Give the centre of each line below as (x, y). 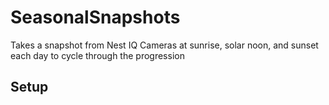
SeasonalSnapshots (95, 17)
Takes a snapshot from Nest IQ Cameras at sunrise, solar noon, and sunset (164, 45)
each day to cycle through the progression (97, 55)
